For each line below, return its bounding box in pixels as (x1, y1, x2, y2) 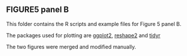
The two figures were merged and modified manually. (6, 43, 137, 50)
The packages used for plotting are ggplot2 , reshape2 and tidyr (6, 32, 161, 39)
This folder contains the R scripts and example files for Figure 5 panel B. (6, 20, 182, 27)
